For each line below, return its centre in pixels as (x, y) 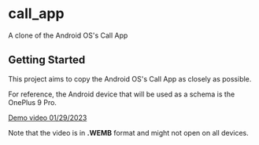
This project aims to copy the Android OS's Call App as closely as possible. (130, 78)
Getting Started (47, 60)
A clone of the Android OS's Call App (68, 35)
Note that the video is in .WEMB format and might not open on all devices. (129, 132)
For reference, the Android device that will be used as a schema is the (122, 94)
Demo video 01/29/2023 (48, 118)
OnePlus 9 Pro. (33, 102)
